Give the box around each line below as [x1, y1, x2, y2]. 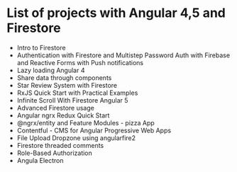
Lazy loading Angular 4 [16, 66, 85, 74]
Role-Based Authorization [16, 149, 93, 157]
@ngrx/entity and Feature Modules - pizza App [16, 118, 155, 127]
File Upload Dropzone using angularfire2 [16, 133, 136, 142]
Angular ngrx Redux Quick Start [16, 111, 110, 120]
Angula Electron [16, 156, 65, 164]
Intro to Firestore [16, 43, 66, 52]
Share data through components [16, 73, 112, 82]
